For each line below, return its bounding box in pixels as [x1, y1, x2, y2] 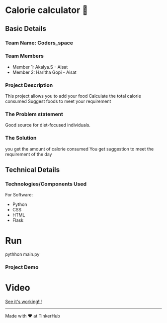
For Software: [5, 192, 33, 198]
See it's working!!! [5, 299, 42, 305]
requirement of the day [5, 151, 52, 157]
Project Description [5, 82, 53, 89]
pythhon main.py [5, 251, 40, 257]
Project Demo [5, 264, 39, 271]
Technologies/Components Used [5, 180, 87, 187]
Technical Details [5, 165, 60, 174]
